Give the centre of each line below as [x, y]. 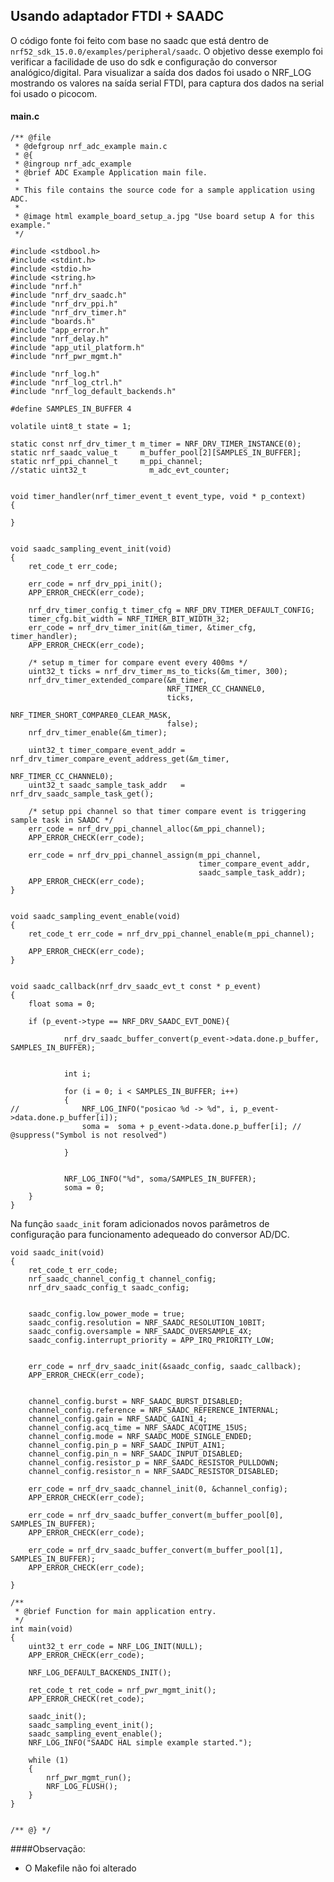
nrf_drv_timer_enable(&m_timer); [98, 733]
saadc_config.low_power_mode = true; [107, 1314]
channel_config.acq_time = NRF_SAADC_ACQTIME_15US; [138, 1428]
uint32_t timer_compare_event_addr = [107, 750]
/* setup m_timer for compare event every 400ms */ [138, 663]
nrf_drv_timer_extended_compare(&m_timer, [118, 680]
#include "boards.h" [53, 322]
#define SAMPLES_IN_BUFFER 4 [71, 409]
